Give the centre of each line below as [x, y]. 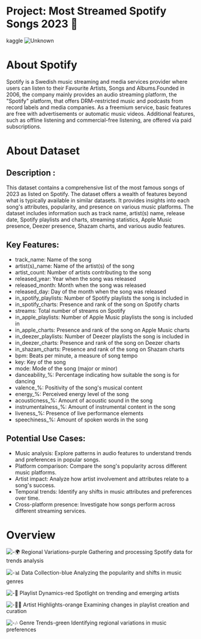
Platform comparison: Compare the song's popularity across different [101, 466]
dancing [25, 381]
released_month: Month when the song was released [80, 285]
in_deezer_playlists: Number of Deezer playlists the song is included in [102, 336]
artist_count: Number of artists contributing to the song [83, 272]
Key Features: [33, 245]
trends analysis [25, 561]
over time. [27, 498]
